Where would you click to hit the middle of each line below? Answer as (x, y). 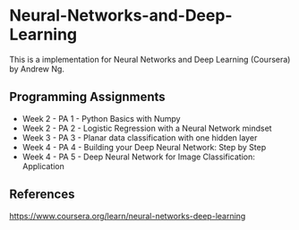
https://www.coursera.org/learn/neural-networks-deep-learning (128, 216)
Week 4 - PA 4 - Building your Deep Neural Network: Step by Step (144, 147)
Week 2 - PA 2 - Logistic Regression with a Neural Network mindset (147, 128)
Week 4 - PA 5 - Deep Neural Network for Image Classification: (138, 157)
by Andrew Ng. (37, 69)
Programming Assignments (87, 97)
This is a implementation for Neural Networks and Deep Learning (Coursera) (150, 59)
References (42, 195)
